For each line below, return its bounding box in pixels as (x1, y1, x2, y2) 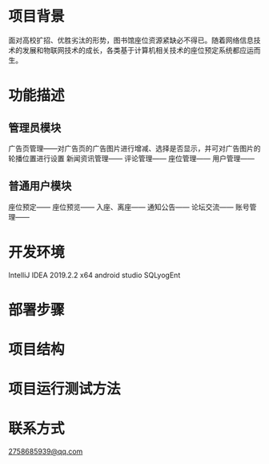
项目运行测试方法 (8, 380, 122, 398)
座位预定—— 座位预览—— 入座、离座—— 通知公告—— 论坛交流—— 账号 (8, 202, 250, 212)
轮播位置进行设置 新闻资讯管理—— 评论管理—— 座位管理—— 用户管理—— (8, 153, 255, 163)
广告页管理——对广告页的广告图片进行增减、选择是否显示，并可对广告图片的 (8, 143, 261, 153)
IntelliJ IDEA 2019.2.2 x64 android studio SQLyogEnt (8, 270, 181, 280)
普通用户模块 (8, 180, 72, 193)
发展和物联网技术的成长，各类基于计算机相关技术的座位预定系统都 (22, 45, 240, 54)
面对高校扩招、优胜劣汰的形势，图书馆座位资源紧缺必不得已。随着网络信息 (8, 35, 254, 45)
